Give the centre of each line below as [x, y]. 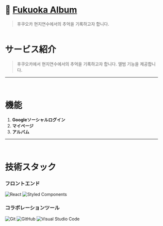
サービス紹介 [31, 50]
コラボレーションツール [32, 208]
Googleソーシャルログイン [39, 120]
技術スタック [31, 167]
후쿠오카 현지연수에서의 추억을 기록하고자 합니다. [63, 24]
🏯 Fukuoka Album [41, 10]
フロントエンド [23, 183]
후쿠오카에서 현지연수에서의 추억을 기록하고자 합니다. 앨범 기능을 [78, 64]
